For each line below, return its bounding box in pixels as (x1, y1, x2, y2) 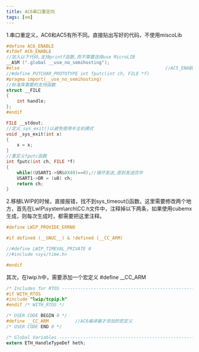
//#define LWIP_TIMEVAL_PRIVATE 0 (6, 246, 92, 252)
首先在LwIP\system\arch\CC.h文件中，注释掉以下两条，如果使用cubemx (16, 205, 192, 213)
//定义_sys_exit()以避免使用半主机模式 (6, 125, 94, 131)
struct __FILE (6, 87, 41, 93)
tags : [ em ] (6, 14, 33, 20)
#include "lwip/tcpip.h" (6, 296, 68, 303)
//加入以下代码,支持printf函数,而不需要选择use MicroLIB (6, 54, 135, 60)
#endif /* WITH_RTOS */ (6, 302, 65, 308)
